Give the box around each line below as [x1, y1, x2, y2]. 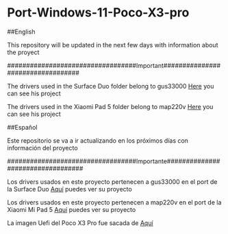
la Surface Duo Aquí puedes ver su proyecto [7, 185, 132, 193]
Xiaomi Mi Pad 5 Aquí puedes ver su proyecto [7, 205, 136, 213]
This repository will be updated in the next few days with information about [7, 40, 218, 49]
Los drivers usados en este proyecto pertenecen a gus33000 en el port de [7, 177, 218, 186]
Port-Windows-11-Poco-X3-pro [7, 5, 190, 21]
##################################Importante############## [7, 156, 220, 165]
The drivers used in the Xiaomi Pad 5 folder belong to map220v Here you [7, 102, 214, 110]
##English [7, 27, 36, 36]
